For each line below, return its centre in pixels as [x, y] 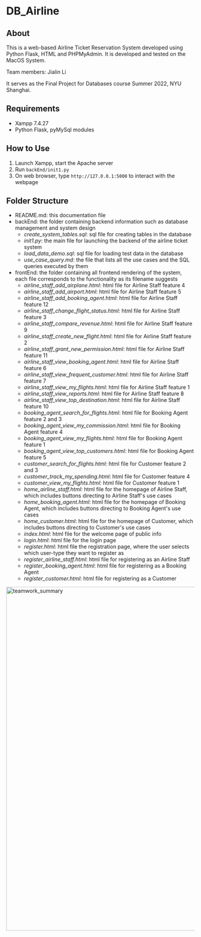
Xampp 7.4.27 [32, 123]
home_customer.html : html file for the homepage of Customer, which [108, 521]
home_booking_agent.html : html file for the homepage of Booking [105, 502]
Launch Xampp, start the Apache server [64, 163]
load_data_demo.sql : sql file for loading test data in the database [103, 254]
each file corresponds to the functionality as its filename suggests [96, 279]
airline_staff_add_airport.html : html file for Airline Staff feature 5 [102, 292]
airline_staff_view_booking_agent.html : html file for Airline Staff [101, 362]
